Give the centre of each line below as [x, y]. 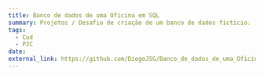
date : [17, 52]
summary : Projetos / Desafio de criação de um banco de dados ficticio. [130, 23]
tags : [17, 30]
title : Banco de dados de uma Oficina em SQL [84, 15]
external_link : [33, 59]
